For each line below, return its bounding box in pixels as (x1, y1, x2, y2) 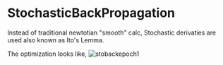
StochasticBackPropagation (7, 5, 175, 21)
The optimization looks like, (7, 49, 87, 58)
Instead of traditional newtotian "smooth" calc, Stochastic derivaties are (7, 28, 217, 37)
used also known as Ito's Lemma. (7, 35, 104, 44)
